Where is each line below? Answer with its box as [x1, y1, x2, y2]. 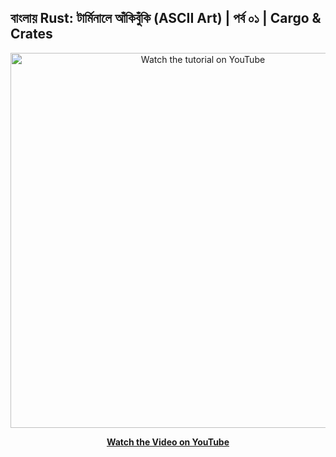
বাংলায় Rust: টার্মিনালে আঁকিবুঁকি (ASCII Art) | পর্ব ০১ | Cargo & [10, 10, 322, 27]
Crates [10, 26, 53, 43]
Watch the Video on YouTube [106, 436, 230, 448]
